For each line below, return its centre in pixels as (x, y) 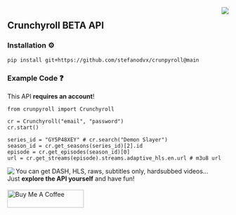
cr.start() (23, 127)
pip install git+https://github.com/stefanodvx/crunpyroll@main (103, 60)
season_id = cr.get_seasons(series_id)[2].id (75, 146)
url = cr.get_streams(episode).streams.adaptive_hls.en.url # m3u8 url (114, 158)
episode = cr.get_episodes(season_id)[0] (69, 152)
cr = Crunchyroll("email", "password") (66, 121)
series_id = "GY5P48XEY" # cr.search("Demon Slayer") (88, 139)
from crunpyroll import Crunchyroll (61, 109)
